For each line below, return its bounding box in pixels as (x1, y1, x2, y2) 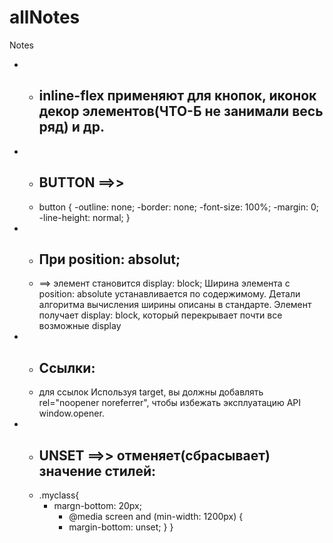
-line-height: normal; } (38, 211, 131, 223)
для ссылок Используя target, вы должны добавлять (38, 386, 264, 398)
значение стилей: (38, 462, 157, 480)
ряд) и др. (38, 119, 105, 136)
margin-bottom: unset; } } (68, 521, 174, 533)
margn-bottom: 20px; (53, 500, 142, 511)
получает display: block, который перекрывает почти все (38, 309, 283, 321)
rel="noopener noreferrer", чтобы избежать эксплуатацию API (38, 397, 302, 409)
